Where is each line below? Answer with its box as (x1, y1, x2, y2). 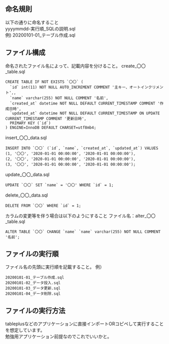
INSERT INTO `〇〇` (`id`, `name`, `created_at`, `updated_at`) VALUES (5, 145, 158, 151)
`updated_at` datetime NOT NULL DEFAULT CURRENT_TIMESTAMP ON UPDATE (10, 111, 160, 116)
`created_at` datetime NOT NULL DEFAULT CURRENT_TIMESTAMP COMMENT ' (10, 101, 160, 106)
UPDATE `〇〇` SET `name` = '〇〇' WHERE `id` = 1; (5, 182, 114, 187)
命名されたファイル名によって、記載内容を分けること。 (5, 62, 121, 69)
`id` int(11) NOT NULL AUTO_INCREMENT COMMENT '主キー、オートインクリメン (10, 84, 164, 90)
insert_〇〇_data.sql (5, 134, 47, 141)
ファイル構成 (5, 48, 46, 57)
